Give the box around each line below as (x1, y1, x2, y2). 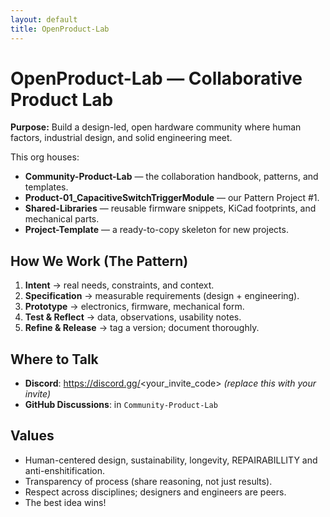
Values (10, 427, 55, 445)
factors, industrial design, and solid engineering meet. (10, 132, 233, 144)
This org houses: (10, 151, 80, 163)
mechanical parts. (24, 213, 100, 225)
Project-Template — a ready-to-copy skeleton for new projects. (24, 224, 289, 236)
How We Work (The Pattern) (10, 252, 189, 270)
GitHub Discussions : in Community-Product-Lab (24, 399, 218, 411)
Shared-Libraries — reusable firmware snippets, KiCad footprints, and (24, 202, 317, 215)
